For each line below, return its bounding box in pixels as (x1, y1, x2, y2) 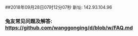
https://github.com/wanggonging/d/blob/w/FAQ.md (5, 24, 133, 31)
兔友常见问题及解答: (5, 18, 53, 25)
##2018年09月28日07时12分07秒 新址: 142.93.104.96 (5, 4, 112, 10)
